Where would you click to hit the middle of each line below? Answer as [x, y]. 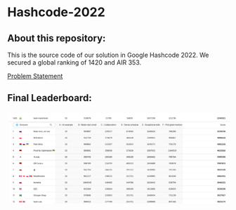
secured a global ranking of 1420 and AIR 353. [74, 63]
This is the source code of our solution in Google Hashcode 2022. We [108, 55]
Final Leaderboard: [50, 98]
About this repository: [57, 38]
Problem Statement [35, 76]
